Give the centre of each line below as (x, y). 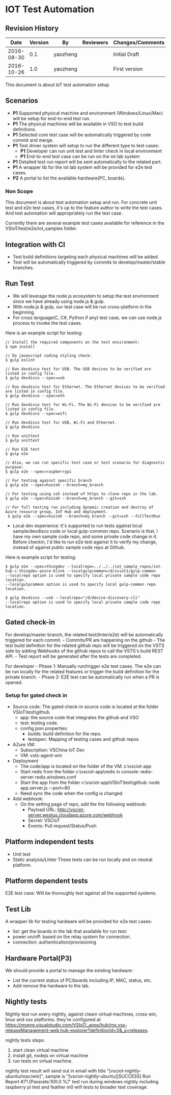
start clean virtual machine (40, 1050)
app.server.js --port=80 (45, 788)
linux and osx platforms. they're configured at (53, 1019)
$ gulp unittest (22, 440)
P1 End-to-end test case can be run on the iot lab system (80, 156)
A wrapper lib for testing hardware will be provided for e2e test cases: (79, 922)
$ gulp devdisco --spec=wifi (36, 413)
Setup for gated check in (36, 695)
